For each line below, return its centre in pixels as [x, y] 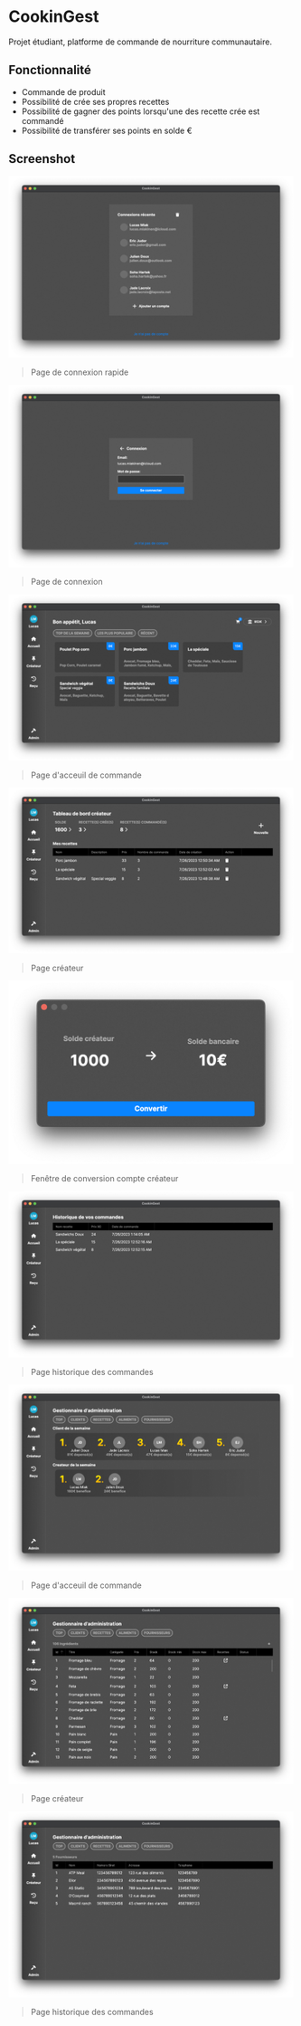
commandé [42, 120]
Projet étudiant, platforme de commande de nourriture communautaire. [141, 42]
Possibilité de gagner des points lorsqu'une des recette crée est [141, 111]
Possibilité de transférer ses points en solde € [107, 130]
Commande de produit [63, 91]
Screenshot [42, 159]
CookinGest [54, 17]
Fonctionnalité [50, 70]
